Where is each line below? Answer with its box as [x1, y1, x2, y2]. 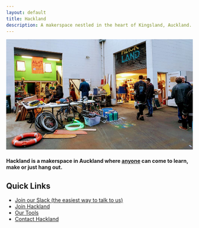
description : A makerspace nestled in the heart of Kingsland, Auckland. [6, 22, 192, 28]
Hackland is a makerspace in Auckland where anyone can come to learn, [6, 158, 188, 165]
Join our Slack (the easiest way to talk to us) [14, 197, 123, 204]
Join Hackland [14, 203, 50, 210]
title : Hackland [6, 15, 46, 22]
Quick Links [6, 181, 51, 191]
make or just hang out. [6, 163, 63, 171]
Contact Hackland [14, 216, 59, 223]
